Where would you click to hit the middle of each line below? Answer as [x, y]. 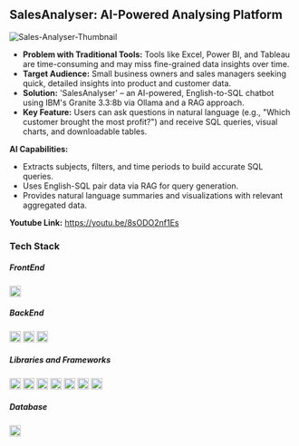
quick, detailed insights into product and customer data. [127, 83]
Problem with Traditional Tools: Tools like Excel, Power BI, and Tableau [156, 54]
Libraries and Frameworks [60, 360]
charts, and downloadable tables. [85, 131]
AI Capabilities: [39, 149]
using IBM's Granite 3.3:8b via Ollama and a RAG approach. [133, 102]
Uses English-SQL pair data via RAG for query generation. [130, 186]
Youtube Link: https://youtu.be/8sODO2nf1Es [94, 222]
